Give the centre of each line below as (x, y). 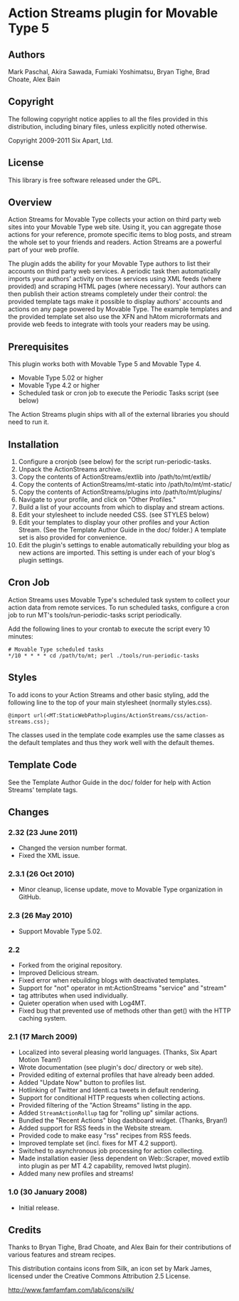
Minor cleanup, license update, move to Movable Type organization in (121, 889)
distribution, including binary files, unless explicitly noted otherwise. (108, 126)
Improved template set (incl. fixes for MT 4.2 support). (98, 1143)
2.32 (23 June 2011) (43, 832)
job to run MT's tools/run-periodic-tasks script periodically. (95, 614)
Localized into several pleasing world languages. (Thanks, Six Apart (118, 1052)
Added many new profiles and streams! (76, 1174)
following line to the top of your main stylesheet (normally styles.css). (110, 702)
